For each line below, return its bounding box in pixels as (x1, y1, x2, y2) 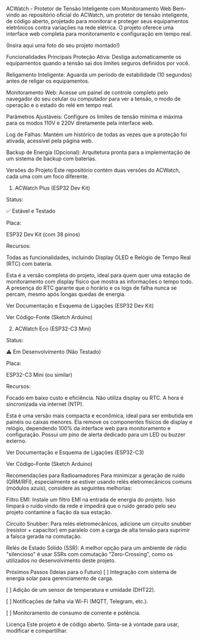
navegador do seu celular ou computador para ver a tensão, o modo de (6, 95, 181, 102)
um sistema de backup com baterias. (6, 155, 97, 162)
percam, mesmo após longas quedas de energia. (6, 291, 126, 298)
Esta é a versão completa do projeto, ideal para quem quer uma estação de (6, 272, 191, 279)
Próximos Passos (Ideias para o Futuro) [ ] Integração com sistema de (6, 569, 177, 575)
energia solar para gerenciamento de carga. (6, 575, 114, 582)
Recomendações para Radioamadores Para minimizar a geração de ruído (6, 472, 185, 479)
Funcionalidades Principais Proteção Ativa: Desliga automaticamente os (6, 53, 182, 60)
